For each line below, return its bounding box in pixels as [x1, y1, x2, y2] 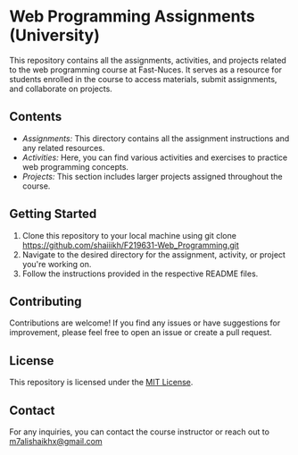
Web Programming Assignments [9, 6, 256, 27]
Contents [9, 109, 62, 124]
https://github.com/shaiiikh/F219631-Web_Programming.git [21, 240, 239, 250]
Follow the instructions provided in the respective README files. [21, 268, 259, 279]
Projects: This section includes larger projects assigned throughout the [21, 171, 283, 181]
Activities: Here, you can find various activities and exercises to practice [21, 152, 288, 163]
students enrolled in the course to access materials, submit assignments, [9, 73, 277, 84]
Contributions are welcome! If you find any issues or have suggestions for [9, 317, 281, 328]
